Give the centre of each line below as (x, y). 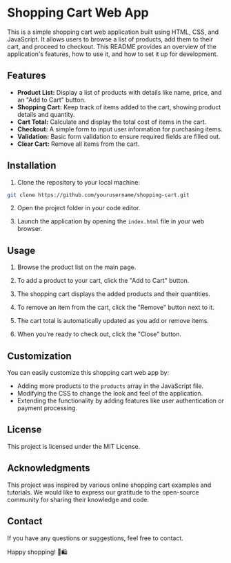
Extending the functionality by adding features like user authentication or (120, 401)
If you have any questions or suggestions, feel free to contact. (96, 538)
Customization (40, 356)
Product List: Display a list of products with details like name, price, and (119, 92)
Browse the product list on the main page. (77, 267)
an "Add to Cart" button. (51, 100)
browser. (30, 229)
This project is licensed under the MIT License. (74, 446)
